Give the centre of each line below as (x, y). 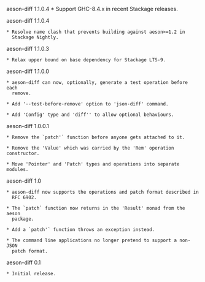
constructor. (23, 153)
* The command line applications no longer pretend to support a (91, 240)
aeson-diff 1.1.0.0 (28, 71)
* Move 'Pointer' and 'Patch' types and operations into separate (93, 164)
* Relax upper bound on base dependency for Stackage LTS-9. (86, 60)
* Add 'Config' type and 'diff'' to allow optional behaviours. (90, 115)
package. (23, 219)
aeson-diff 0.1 (24, 262)
